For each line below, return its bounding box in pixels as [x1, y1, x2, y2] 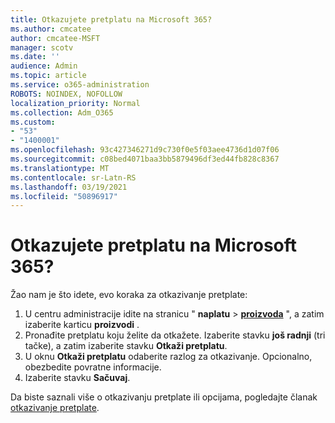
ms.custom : [10, 117, 56, 127]
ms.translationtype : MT [10, 163, 110, 173]
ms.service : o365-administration [10, 80, 150, 90]
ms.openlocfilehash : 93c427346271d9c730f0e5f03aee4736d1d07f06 [10, 145, 280, 155]
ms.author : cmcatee [10, 24, 92, 34]
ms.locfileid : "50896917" [10, 191, 118, 201]
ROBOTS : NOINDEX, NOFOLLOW [10, 89, 123, 99]
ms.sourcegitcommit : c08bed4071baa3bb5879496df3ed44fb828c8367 [10, 154, 280, 164]
